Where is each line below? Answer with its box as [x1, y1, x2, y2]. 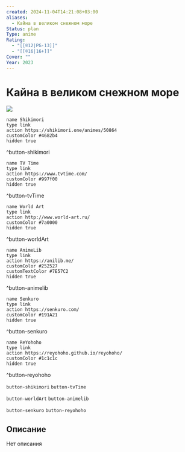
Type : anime [6, 31, 36, 38]
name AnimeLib [6, 247, 42, 254]
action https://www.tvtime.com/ [6, 171, 87, 177]
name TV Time [6, 160, 39, 166]
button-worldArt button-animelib [6, 396, 89, 402]
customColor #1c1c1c [6, 355, 58, 362]
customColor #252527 [6, 263, 58, 269]
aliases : [6, 15, 28, 21]
